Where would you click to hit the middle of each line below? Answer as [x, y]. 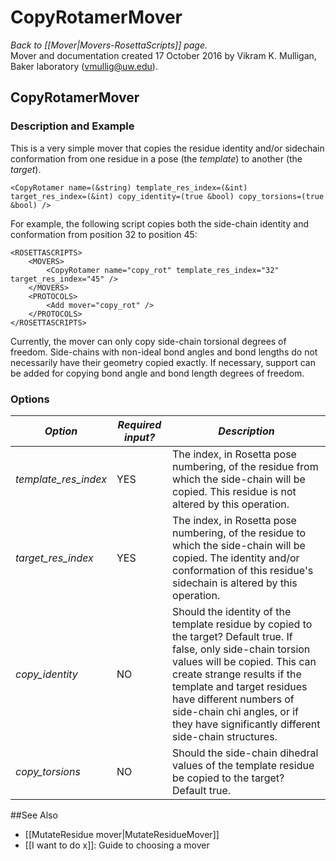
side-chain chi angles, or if [236, 711]
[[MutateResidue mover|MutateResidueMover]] [122, 834]
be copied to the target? [228, 778]
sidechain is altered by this [235, 583]
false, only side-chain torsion [241, 649]
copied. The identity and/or [236, 558]
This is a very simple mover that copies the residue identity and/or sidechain [167, 148]
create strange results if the [237, 674]
